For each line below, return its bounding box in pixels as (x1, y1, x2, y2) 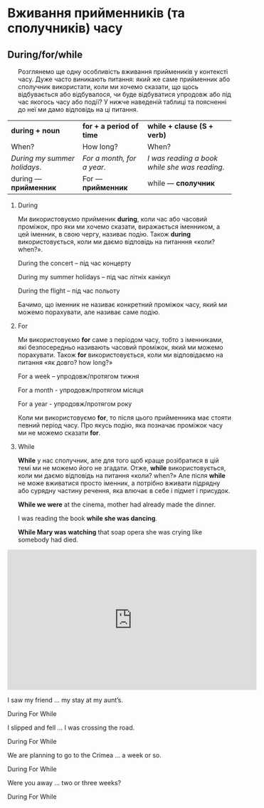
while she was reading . (147, 162, 225, 172)
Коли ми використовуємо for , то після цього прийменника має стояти (17, 413, 232, 422)
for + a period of (82, 121, 139, 131)
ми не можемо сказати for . (17, 429, 101, 437)
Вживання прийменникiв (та (7, 5, 185, 21)
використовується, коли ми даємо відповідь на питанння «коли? (17, 237, 216, 246)
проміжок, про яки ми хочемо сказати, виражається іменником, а (17, 222, 221, 231)
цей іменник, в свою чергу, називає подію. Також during (17, 230, 191, 238)
